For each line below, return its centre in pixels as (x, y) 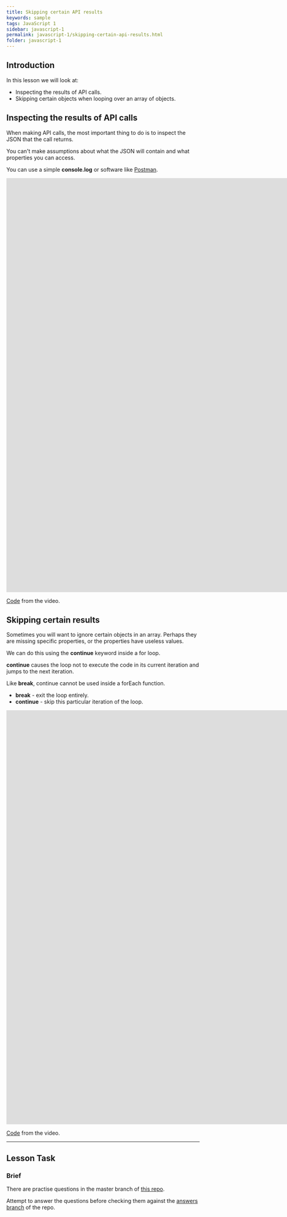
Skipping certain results (53, 620)
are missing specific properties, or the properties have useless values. (95, 641)
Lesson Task (31, 1158)
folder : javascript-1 (34, 40)
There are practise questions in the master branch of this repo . (86, 1189)
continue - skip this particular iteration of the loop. (79, 702)
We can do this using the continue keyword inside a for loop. (83, 653)
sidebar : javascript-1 (35, 29)
